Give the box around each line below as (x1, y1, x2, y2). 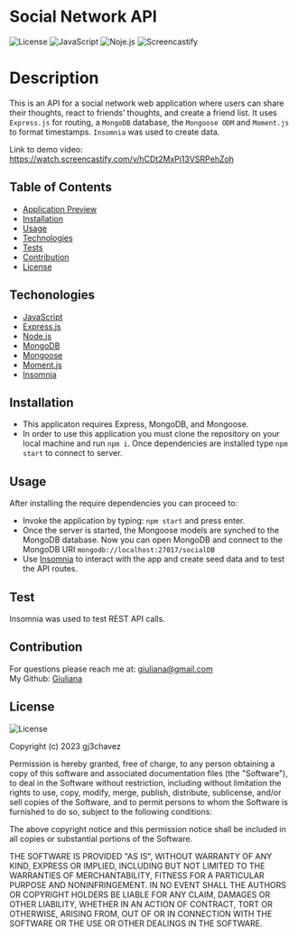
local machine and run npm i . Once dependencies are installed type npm (22, 438, 288, 449)
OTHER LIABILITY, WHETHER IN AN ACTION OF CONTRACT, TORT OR (9, 898, 273, 909)
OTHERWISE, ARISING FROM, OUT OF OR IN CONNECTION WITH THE (9, 908, 273, 919)
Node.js (22, 330, 52, 341)
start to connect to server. (22, 448, 123, 459)
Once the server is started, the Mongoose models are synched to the (22, 525, 280, 536)
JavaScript (22, 311, 63, 322)
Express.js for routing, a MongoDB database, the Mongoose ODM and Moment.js (9, 116, 290, 127)
